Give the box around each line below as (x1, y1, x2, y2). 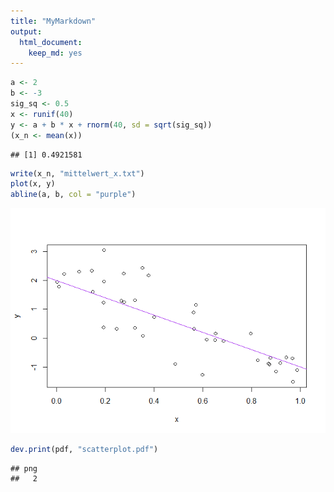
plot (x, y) (10, 179, 56, 189)
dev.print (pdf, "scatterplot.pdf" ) (10, 445, 159, 455)
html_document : (19, 37, 83, 47)
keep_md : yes (28, 48, 83, 58)
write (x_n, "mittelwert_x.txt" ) (10, 168, 145, 179)
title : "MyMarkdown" (10, 16, 97, 26)
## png (10, 464, 38, 474)
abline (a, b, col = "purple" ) (10, 190, 137, 200)
